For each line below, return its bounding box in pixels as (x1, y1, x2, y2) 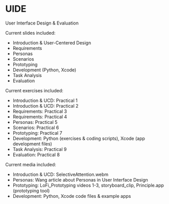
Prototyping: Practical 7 (12, 130, 62, 136)
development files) (12, 141, 53, 147)
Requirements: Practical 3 (12, 108, 67, 114)
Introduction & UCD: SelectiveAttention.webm (12, 171, 109, 177)
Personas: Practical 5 (12, 119, 58, 125)
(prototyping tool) (12, 187, 50, 194)
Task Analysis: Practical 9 (12, 146, 67, 152)
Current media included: (5, 161, 56, 167)
